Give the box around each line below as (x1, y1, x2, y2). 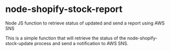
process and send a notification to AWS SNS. (34, 40, 128, 46)
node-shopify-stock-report (5, 3, 123, 15)
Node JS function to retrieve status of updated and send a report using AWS (5, 20, 165, 26)
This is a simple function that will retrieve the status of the (5, 35, 126, 41)
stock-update (5, 40, 33, 46)
